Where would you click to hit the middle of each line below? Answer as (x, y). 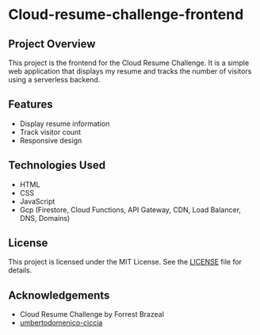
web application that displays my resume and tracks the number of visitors (130, 71)
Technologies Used (57, 165)
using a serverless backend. (54, 80)
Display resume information (65, 124)
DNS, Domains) (45, 218)
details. (20, 270)
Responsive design (51, 140)
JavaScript (37, 201)
